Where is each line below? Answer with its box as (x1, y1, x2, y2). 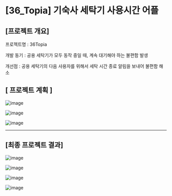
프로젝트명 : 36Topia (5, 42, 47, 47)
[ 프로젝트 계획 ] (5, 86, 53, 95)
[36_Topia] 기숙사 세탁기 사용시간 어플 (5, 5, 159, 16)
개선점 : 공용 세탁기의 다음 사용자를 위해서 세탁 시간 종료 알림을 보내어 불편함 (5, 63, 158, 69)
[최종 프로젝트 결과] (5, 141, 63, 149)
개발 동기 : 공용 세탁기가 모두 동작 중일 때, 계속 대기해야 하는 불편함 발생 (5, 52, 148, 58)
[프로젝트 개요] (5, 27, 50, 35)
